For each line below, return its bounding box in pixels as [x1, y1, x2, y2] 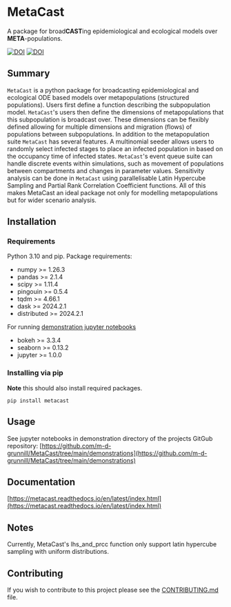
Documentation [7, 476, 76, 488]
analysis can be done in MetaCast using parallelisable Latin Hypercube [7, 174, 206, 182]
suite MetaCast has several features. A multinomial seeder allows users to [7, 137, 214, 146]
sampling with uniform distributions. [7, 548, 109, 556]
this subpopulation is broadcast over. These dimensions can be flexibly [7, 115, 209, 123]
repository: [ [7, 441, 43, 450]
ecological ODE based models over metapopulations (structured [7, 93, 190, 101]
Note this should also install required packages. [7, 384, 143, 392]
